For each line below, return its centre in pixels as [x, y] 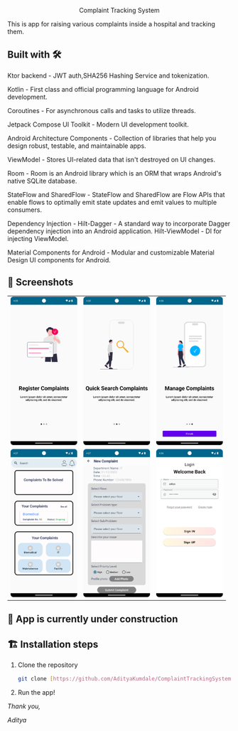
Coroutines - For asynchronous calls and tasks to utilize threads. [102, 110]
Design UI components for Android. [59, 260]
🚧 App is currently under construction [93, 619]
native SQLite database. [42, 181]
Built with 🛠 [34, 55]
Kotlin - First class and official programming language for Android [103, 89]
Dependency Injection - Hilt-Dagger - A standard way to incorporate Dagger [119, 223]
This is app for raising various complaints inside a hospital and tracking [111, 24]
